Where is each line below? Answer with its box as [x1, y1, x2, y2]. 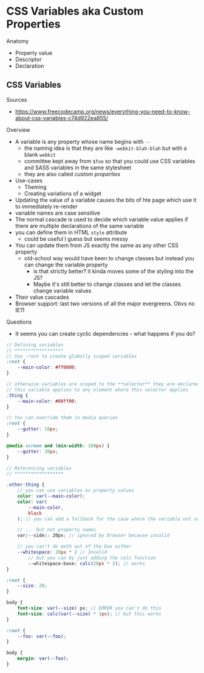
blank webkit [24, 151, 56, 158]
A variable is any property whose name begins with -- [15, 138, 151, 145]
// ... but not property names [17, 527, 97, 533]
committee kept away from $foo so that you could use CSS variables [24, 157, 195, 165]
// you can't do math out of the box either [17, 544, 132, 550]
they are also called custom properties [24, 170, 120, 177]
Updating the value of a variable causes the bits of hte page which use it [15, 196, 197, 204]
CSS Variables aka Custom [6, 4, 144, 18]
